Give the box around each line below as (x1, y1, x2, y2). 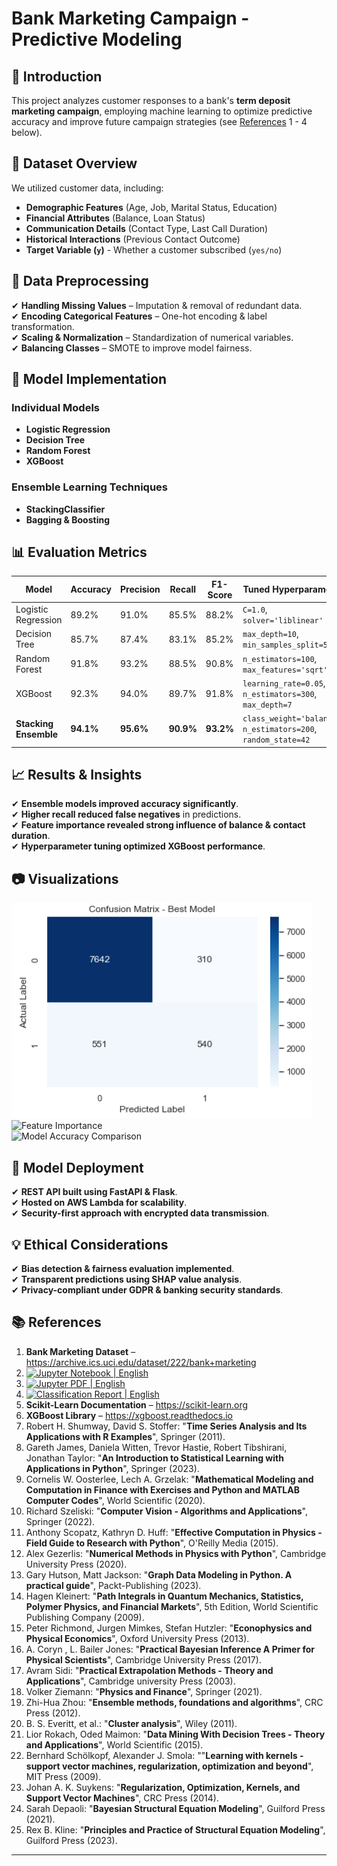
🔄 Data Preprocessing (11, 273, 149, 290)
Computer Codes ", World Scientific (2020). (25, 1494, 206, 1506)
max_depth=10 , (242, 628, 299, 640)
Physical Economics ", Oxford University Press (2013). (25, 1632, 250, 1644)
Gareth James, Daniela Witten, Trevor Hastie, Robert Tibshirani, (25, 1441, 288, 1453)
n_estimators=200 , (242, 723, 318, 735)
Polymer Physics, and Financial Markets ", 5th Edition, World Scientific (25, 1600, 319, 1612)
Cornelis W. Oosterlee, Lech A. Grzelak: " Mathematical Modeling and (25, 1473, 314, 1485)
